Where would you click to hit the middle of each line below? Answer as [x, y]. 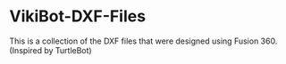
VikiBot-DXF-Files [77, 16]
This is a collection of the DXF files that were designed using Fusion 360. [143, 41]
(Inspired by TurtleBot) [50, 50]
